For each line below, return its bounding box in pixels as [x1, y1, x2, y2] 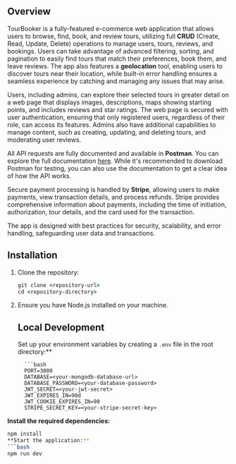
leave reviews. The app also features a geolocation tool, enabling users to [7, 61, 223, 70]
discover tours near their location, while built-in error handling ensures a [7, 69, 217, 78]
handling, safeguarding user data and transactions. [7, 228, 156, 237]
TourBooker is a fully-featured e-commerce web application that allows [7, 24, 214, 32]
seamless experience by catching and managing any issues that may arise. [7, 77, 225, 85]
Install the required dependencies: [7, 417, 111, 425]
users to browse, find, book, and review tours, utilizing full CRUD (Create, [7, 32, 221, 40]
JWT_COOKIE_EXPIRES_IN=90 [24, 398, 100, 405]
